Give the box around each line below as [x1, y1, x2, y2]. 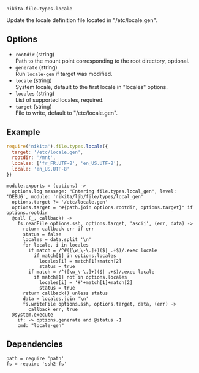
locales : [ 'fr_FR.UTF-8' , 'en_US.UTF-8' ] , [12, 160, 122, 167]
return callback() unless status [22, 290, 108, 296]
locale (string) [15, 77, 52, 84]
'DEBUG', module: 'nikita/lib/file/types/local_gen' [6, 193, 144, 199]
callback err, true [28, 306, 78, 312]
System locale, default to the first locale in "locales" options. [15, 83, 168, 90]
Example [6, 127, 40, 137]
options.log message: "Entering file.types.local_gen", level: [12, 188, 176, 194]
